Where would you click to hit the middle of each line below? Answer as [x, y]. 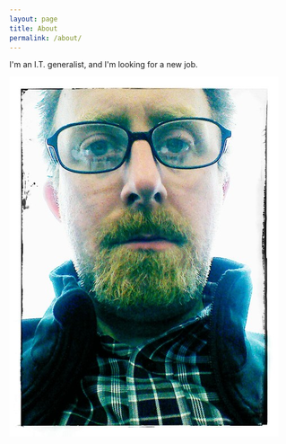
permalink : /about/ [46, 38]
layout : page [34, 19]
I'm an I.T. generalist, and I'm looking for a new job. [104, 65]
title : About [34, 28]
